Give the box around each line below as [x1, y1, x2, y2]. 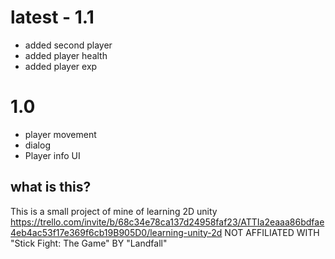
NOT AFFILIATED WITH [224, 226, 320, 238]
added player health [24, 49, 108, 61]
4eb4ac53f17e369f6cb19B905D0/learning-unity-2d [10, 226, 223, 238]
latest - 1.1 [10, 6, 95, 29]
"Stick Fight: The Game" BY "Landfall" [10, 237, 168, 249]
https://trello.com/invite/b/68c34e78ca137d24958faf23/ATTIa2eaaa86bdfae [10, 216, 325, 228]
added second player [24, 39, 113, 51]
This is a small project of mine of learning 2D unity [10, 205, 218, 217]
